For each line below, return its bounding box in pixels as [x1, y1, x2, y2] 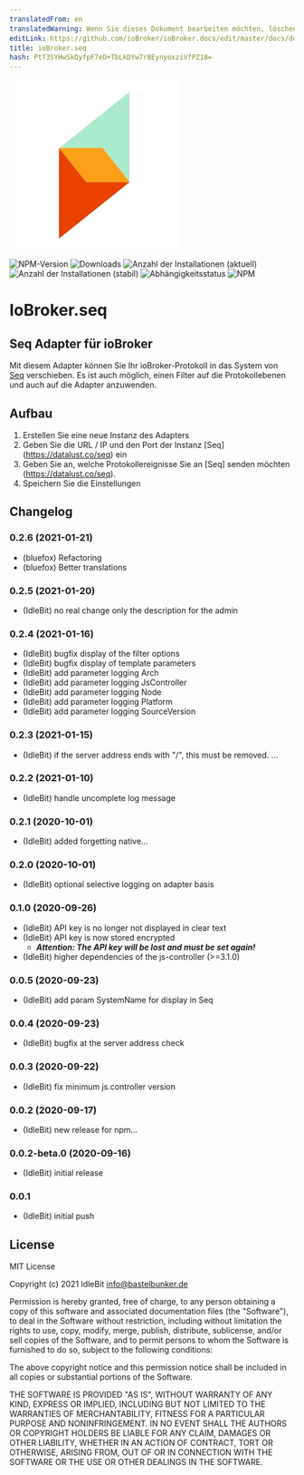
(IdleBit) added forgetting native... [22, 835, 148, 847]
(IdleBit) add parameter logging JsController [22, 677, 187, 689]
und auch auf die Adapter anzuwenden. [9, 379, 157, 390]
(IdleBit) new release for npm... [22, 1124, 138, 1135]
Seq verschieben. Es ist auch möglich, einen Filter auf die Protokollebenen [9, 370, 287, 381]
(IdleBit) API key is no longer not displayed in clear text [22, 922, 227, 933]
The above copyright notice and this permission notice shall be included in [9, 1362, 287, 1373]
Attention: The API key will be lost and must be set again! [35, 942, 256, 952]
